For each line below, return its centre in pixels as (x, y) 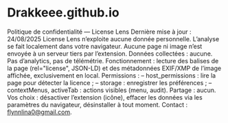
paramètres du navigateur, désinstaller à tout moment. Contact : (98, 104)
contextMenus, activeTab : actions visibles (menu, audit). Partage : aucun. (112, 90)
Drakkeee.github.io (63, 13)
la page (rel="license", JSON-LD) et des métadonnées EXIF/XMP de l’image (114, 68)
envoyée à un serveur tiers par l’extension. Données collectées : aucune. (110, 54)
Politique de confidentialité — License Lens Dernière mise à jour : (99, 32)
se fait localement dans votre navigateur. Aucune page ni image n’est (105, 46)
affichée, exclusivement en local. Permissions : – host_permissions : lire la (112, 75)
